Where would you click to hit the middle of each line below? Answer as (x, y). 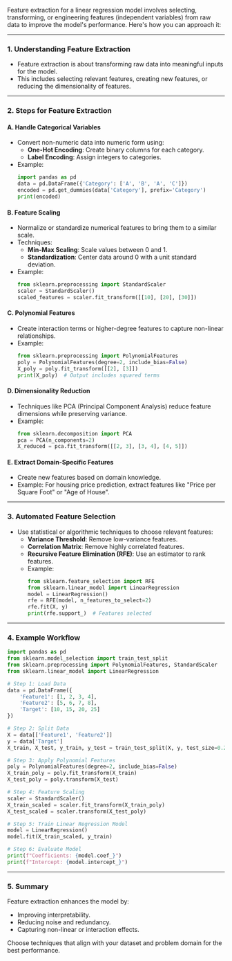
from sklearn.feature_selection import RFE (91, 581)
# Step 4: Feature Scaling (46, 792)
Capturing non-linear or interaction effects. (78, 930)
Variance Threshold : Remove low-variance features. (103, 539)
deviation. (41, 264)
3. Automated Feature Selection (61, 517)
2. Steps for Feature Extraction (59, 111)
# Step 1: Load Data (37, 684)
